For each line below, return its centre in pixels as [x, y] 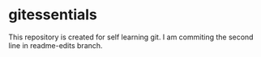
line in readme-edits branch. [56, 45]
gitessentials [53, 15]
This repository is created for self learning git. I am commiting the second [131, 37]
